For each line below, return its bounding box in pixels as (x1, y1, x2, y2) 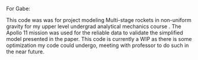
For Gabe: (6, 5, 31, 12)
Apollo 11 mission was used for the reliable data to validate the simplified (6, 29, 183, 36)
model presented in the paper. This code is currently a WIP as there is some (6, 36, 192, 42)
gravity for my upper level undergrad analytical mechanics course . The (6, 23, 181, 30)
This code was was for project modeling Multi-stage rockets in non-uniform (6, 17, 191, 23)
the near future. (6, 48, 45, 55)
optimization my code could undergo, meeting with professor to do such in (6, 42, 189, 49)
